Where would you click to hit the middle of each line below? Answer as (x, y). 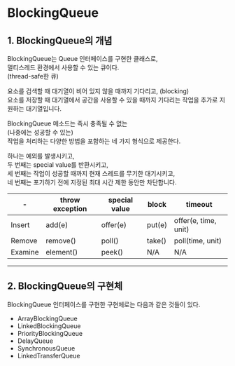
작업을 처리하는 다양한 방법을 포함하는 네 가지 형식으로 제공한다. (94, 141)
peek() (112, 252)
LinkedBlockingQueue (49, 326)
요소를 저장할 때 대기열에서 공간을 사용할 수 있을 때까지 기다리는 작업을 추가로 (113, 100)
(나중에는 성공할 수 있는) (40, 132)
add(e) (57, 225)
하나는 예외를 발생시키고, (41, 156)
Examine (25, 252)
